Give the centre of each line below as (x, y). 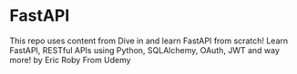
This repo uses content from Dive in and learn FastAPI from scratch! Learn (149, 41)
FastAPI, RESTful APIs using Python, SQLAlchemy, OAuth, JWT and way (145, 50)
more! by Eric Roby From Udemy (70, 60)
